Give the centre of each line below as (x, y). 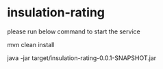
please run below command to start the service (74, 31)
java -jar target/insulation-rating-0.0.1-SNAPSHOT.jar (82, 58)
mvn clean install (31, 44)
